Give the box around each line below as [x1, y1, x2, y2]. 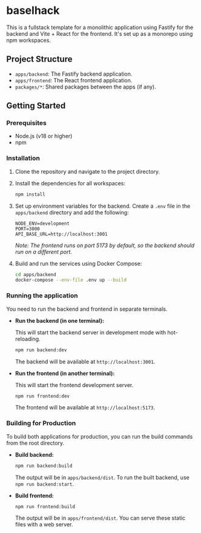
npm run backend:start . [15, 480, 74, 488]
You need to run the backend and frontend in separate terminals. [6, 305, 168, 313]
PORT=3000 [15, 225, 41, 232]
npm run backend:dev [15, 346, 67, 353]
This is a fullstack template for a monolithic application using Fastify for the [6, 24, 194, 31]
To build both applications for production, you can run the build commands [6, 432, 193, 440]
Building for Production [6, 419, 76, 428]
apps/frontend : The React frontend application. [15, 76, 133, 84]
